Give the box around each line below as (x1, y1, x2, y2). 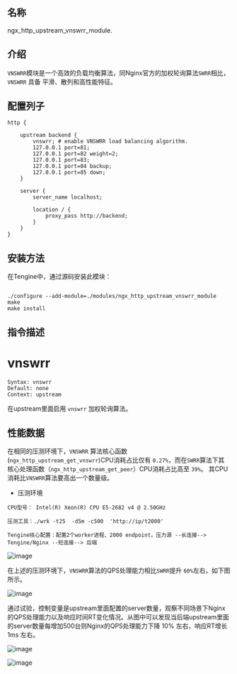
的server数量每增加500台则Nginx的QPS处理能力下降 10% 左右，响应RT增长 (7, 621, 228, 630)
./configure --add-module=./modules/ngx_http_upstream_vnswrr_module (7, 293, 217, 300)
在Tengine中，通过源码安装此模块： (7, 272, 112, 281)
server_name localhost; (33, 194, 103, 201)
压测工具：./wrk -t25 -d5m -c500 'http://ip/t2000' (7, 518, 164, 525)
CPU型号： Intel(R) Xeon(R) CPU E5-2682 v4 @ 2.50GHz (7, 504, 166, 512)
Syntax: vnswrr (7, 378, 52, 385)
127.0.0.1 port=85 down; (33, 169, 106, 176)
